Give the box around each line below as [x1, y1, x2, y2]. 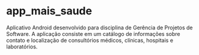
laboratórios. [6, 43, 38, 50]
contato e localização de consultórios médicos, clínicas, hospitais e [6, 36, 173, 44]
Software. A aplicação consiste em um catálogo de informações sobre [6, 30, 180, 37]
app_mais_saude [6, 4, 92, 18]
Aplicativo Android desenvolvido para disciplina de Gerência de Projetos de [6, 24, 193, 31]
